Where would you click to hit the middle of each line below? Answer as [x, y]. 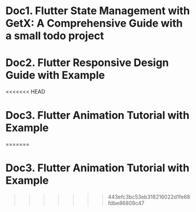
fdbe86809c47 [126, 203]
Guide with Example [55, 75]
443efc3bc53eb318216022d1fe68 [149, 197]
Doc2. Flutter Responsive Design [87, 63]
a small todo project [55, 36]
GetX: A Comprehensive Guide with [94, 23]
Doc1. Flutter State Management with [98, 11]
